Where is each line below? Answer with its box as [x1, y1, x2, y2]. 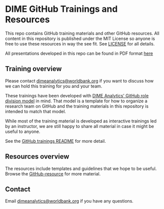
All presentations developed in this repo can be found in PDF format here [5, 50, 153, 56]
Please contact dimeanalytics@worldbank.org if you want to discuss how [5, 78, 154, 84]
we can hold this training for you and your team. [5, 83, 102, 89]
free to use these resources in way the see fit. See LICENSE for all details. [5, 41, 155, 46]
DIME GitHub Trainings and [5, 3, 118, 15]
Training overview [5, 65, 62, 73]
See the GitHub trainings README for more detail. [5, 138, 106, 144]
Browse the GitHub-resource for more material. [5, 170, 101, 176]
